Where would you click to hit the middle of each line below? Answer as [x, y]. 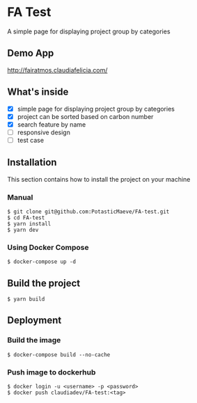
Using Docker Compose [48, 247]
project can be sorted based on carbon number [85, 116]
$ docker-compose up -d [42, 262]
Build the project [44, 283]
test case [30, 140]
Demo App [31, 53]
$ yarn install [29, 223]
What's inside [38, 92]
